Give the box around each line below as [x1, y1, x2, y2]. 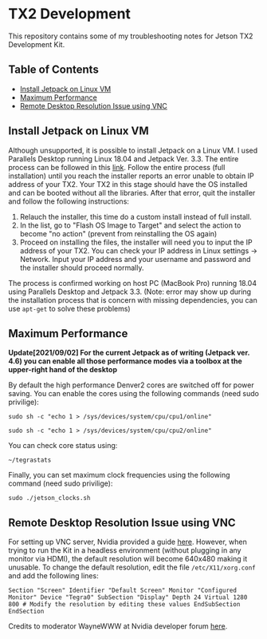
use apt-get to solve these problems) [8, 304, 131, 313]
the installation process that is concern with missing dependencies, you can [8, 295, 257, 304]
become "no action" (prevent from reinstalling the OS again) [19, 228, 218, 238]
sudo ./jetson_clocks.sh [8, 494, 91, 502]
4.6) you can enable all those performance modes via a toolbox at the [8, 356, 243, 366]
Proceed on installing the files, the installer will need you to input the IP [19, 237, 253, 247]
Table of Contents [8, 63, 100, 77]
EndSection [8, 608, 45, 616]
